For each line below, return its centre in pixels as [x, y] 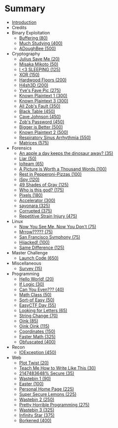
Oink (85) [29, 321]
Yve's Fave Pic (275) [40, 90]
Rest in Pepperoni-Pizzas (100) [50, 174]
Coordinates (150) [37, 331]
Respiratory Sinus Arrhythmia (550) [55, 137]
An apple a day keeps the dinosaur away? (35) [66, 153]
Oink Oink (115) [34, 326]
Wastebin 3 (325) [37, 410]
